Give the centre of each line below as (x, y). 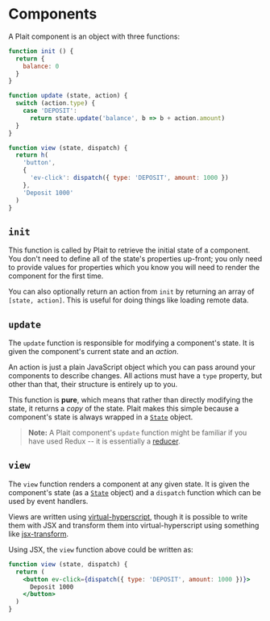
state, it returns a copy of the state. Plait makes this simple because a (124, 409)
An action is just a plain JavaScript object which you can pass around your (132, 367)
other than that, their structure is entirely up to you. (93, 385)
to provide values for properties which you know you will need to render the (134, 268)
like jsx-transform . (39, 534)
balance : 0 (41, 66)
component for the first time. (56, 276)
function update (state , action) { (68, 96)
